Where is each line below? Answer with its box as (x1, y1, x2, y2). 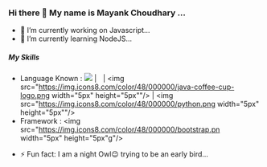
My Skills (8, 52, 40, 62)
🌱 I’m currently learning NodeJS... (19, 34, 133, 43)
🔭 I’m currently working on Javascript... (19, 26, 150, 35)
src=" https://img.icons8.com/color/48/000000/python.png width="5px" (19, 100, 260, 109)
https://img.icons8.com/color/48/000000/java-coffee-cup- (39, 82, 235, 92)
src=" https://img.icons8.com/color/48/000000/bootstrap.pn (19, 124, 220, 135)
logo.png (19, 91, 51, 100)
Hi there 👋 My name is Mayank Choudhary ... (8, 7, 187, 18)
